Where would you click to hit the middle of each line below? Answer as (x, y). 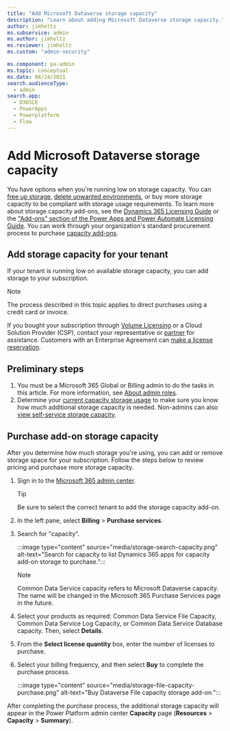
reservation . (24, 347)
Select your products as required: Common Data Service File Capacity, (117, 616)
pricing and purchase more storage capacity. (71, 467)
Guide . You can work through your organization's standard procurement (108, 225)
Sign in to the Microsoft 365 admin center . (76, 480)
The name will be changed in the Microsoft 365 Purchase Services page (119, 595)
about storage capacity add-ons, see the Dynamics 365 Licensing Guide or (113, 211)
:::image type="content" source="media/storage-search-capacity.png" (117, 547)
